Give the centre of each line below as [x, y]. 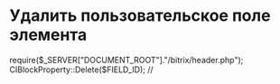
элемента [48, 35]
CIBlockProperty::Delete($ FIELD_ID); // [81, 70]
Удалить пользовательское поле [140, 16]
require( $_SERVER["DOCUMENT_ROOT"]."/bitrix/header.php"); [126, 60]
